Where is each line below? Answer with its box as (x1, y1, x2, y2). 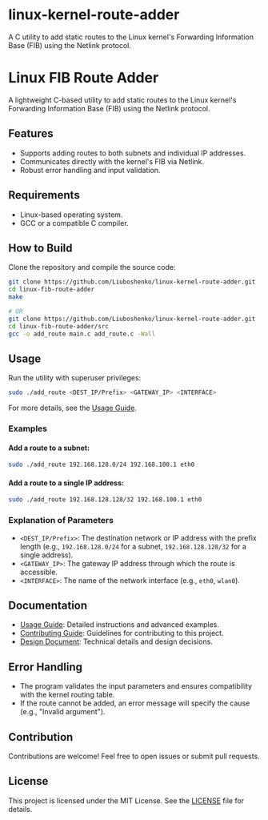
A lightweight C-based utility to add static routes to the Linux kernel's (8, 94, 237, 105)
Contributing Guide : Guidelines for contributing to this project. (19, 629, 224, 638)
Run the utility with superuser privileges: (8, 373, 142, 383)
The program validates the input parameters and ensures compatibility (19, 681, 253, 691)
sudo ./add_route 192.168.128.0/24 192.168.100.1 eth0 (8, 460, 195, 469)
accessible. (19, 567, 58, 577)
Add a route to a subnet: (8, 443, 90, 452)
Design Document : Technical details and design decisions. (19, 637, 214, 646)
